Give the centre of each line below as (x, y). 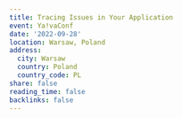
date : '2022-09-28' (45, 34)
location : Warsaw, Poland (57, 42)
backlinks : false (41, 100)
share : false (33, 83)
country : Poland (47, 67)
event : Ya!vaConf (41, 26)
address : (25, 51)
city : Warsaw (41, 59)
